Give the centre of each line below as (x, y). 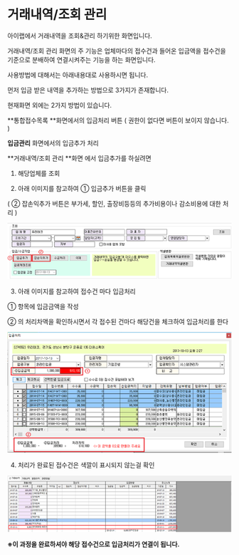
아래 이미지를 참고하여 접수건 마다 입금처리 (77, 291)
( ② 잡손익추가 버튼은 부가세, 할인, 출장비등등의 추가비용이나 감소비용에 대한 (115, 203)
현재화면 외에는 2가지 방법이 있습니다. (60, 105)
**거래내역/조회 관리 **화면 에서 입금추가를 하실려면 (79, 158)
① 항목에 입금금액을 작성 (43, 306)
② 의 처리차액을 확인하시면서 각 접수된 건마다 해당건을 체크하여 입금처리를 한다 (118, 321)
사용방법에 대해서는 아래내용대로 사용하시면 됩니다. (78, 75)
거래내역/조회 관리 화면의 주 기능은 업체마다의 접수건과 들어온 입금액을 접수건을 (117, 51)
